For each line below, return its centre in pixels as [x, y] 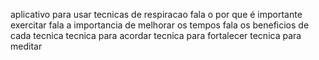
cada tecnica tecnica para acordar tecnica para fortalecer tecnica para [156, 35]
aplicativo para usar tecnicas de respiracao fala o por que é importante [156, 14]
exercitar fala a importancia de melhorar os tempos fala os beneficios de [160, 25]
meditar [26, 46]
